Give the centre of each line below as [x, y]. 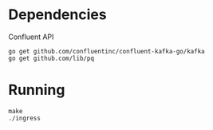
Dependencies [57, 15]
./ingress [25, 118]
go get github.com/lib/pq [51, 58]
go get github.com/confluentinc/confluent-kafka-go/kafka [106, 51]
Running [37, 90]
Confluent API [31, 37]
